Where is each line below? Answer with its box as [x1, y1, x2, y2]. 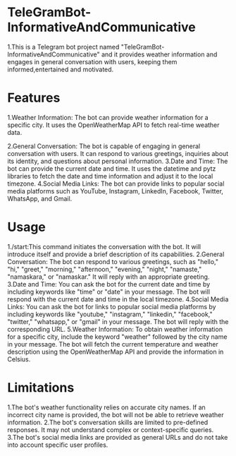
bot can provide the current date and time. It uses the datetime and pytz [7, 164, 216, 173]
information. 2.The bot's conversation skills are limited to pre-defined [7, 418, 209, 426]
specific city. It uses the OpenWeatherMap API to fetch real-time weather [7, 121, 220, 129]
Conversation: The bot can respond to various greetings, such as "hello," [7, 257, 219, 265]
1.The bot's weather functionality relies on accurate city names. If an [7, 403, 206, 412]
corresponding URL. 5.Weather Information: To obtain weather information [7, 325, 223, 333]
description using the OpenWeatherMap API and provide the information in [7, 347, 224, 356]
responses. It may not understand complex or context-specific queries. [7, 425, 214, 434]
